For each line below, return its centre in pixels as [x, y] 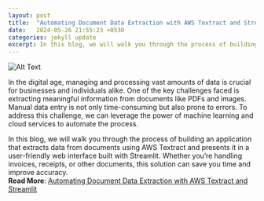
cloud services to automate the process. [73, 124]
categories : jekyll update [52, 37]
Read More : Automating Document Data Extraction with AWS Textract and [128, 181]
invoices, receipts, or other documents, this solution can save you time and [130, 164]
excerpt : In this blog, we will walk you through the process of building [133, 45]
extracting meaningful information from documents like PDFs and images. [127, 99]
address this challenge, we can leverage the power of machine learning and [131, 115]
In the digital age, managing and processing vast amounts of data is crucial [130, 82]
